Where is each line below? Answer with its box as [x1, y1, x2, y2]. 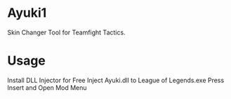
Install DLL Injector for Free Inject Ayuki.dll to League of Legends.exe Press [7, 76, 225, 84]
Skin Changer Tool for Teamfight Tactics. [7, 28, 126, 37]
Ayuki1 [7, 5, 47, 21]
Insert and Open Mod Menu [7, 83, 87, 92]
